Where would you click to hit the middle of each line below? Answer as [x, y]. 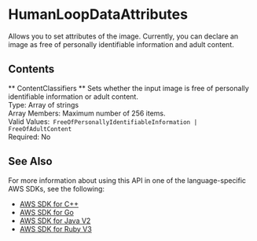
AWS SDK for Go [47, 212]
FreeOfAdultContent [40, 129]
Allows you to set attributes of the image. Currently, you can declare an [123, 36]
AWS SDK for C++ [49, 204]
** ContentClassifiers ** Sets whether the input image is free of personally [128, 88]
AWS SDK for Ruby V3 [55, 228]
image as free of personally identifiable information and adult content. [121, 44]
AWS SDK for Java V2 [55, 221]
